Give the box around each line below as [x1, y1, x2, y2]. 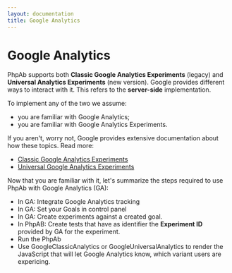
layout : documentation [7, 10, 74, 18]
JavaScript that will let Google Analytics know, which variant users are [17, 250, 222, 258]
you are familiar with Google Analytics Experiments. [17, 121, 168, 129]
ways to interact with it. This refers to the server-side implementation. [7, 85, 212, 94]
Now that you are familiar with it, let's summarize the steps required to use [7, 176, 224, 185]
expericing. [17, 257, 51, 266]
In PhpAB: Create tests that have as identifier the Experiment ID [17, 220, 203, 229]
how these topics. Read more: [7, 142, 94, 150]
